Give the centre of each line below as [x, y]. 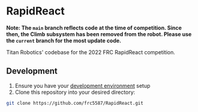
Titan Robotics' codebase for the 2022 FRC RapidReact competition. [91, 52]
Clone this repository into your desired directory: [75, 92]
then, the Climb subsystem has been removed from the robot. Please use [99, 34]
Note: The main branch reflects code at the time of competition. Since [94, 28]
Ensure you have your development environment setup [82, 86]
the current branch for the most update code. [64, 40]
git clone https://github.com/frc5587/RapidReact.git [75, 103]
